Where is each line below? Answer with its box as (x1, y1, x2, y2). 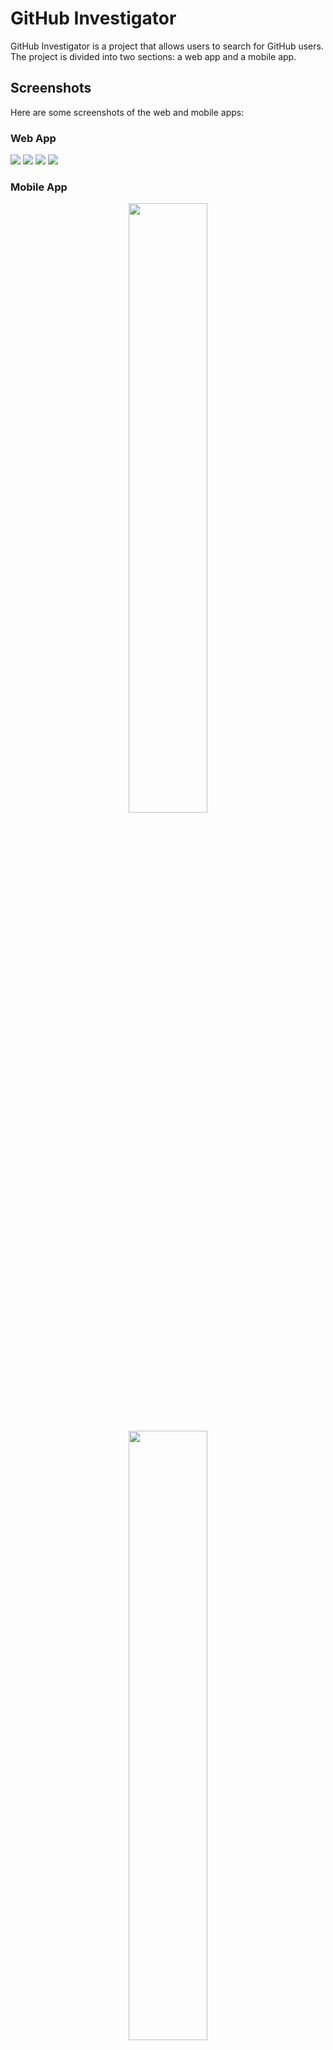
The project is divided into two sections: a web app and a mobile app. (10, 50, 297, 62)
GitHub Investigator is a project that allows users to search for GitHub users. (10, 40, 324, 52)
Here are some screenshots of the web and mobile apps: (10, 106, 245, 118)
